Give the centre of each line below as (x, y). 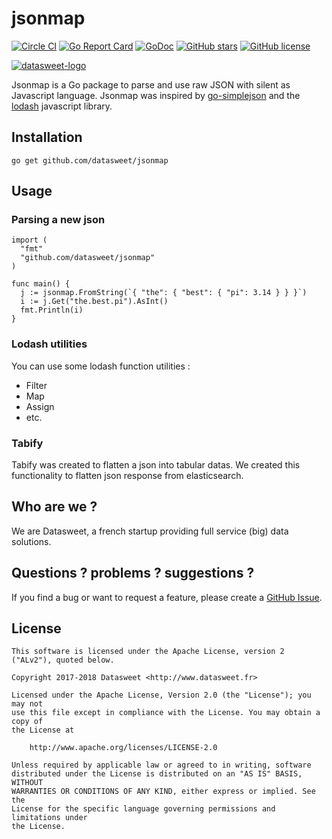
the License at (43, 730)
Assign (40, 406)
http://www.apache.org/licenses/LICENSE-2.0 (123, 748)
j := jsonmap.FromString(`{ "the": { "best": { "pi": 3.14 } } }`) (164, 293)
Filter (36, 385)
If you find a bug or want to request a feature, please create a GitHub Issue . (167, 597)
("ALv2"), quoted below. (63, 660)
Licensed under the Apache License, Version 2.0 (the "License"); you (161, 695)
